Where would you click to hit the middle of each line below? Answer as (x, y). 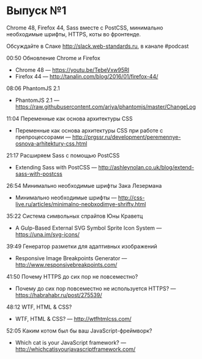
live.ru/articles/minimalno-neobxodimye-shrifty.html (80, 204)
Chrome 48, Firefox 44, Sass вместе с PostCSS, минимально (85, 28)
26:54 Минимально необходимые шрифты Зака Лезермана (84, 185)
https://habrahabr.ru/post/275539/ (58, 295)
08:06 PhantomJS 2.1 (33, 88)
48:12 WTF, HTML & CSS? (39, 307)
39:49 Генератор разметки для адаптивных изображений (82, 246)
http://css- (132, 198)
